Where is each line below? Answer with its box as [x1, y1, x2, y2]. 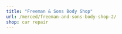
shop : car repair [6, 19, 49, 25]
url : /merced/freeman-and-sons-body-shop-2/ [6, 14, 117, 20]
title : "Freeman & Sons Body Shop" [6, 8, 93, 14]
